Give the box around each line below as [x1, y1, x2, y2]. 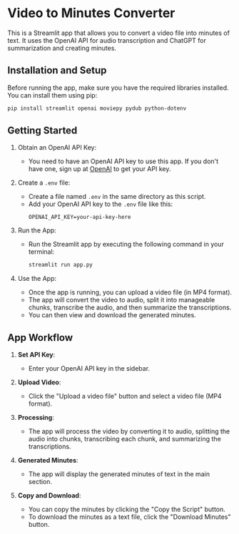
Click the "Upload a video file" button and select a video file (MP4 [28, 392, 223, 401]
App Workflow [7, 332, 73, 344]
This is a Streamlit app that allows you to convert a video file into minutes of [7, 29, 230, 37]
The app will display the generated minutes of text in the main [28, 470, 210, 478]
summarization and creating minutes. [7, 43, 116, 52]
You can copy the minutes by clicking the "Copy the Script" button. [28, 505, 226, 514]
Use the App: [17, 274, 57, 283]
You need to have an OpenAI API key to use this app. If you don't [28, 157, 219, 165]
